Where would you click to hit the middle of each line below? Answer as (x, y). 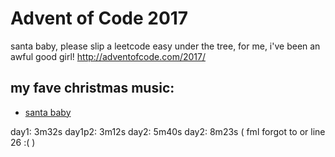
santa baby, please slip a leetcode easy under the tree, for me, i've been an (165, 46)
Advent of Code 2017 (99, 18)
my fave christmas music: (92, 88)
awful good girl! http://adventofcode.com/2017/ (108, 56)
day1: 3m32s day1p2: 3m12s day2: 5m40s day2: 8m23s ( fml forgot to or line (168, 131)
